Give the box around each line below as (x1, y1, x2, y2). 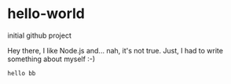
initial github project (7, 31, 71, 40)
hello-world (7, 5, 86, 23)
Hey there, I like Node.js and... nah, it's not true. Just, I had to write (7, 46, 223, 55)
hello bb (7, 69, 36, 77)
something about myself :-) (7, 54, 96, 64)
